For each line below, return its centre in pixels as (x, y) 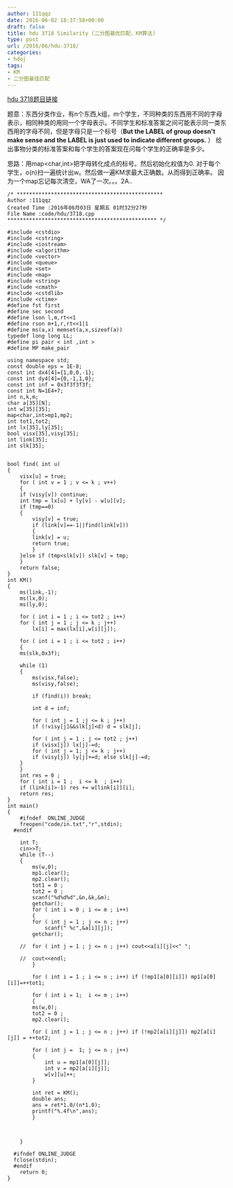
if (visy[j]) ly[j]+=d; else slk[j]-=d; (91, 758)
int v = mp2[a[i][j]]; (77, 1069)
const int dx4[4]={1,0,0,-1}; (51, 373)
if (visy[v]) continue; (54, 495)
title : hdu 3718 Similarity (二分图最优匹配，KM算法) (81, 33)
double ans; (50, 1099)
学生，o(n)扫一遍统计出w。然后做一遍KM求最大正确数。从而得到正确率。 (112, 172)
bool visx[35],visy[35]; (43, 434)
